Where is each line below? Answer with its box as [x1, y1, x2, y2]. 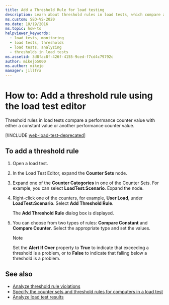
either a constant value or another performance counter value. [5, 122, 135, 128]
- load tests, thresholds [10, 40, 64, 45]
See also [5, 270, 33, 278]
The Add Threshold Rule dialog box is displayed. [12, 210, 114, 216]
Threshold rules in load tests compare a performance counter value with [5, 117, 155, 123]
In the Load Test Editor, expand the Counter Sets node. [12, 170, 127, 176]
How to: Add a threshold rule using [5, 90, 153, 101]
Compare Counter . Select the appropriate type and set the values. [12, 225, 151, 231]
